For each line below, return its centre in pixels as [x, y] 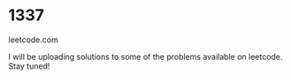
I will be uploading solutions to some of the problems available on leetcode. [145, 56]
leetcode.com [33, 40]
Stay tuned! [29, 66]
